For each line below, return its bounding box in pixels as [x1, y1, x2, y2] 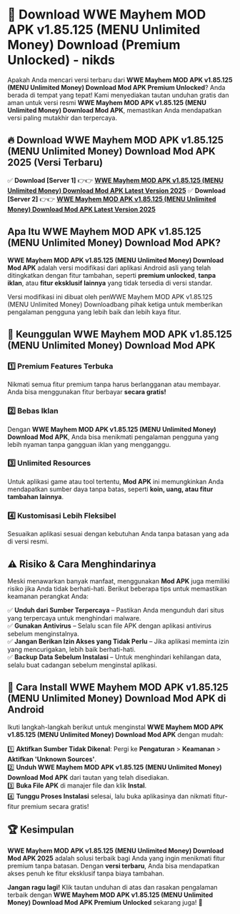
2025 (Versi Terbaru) [7, 156, 104, 169]
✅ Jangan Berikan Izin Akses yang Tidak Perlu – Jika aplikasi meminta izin [7, 637, 230, 646]
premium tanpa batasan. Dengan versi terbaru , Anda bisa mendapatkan [7, 861, 220, 870]
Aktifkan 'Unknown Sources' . [7, 755, 97, 763]
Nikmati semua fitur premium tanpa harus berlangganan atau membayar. [7, 380, 221, 388]
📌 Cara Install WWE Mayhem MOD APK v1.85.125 [7, 681, 229, 693]
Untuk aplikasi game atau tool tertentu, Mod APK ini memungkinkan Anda [7, 477, 224, 486]
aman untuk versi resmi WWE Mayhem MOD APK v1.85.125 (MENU [7, 98, 207, 106]
